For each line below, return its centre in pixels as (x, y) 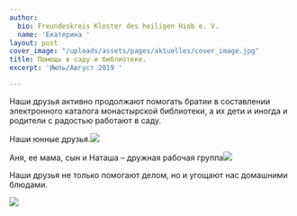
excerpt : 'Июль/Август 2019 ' (66, 68)
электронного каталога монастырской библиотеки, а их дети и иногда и (148, 111)
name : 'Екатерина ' (54, 34)
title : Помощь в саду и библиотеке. (78, 59)
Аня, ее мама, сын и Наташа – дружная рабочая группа (117, 157)
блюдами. (28, 184)
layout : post (34, 43)
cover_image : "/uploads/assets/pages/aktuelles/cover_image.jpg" (134, 51)
